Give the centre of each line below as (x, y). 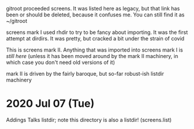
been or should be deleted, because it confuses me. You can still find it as (95, 15)
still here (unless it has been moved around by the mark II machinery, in (92, 56)
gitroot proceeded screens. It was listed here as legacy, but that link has (93, 9)
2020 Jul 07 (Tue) (50, 103)
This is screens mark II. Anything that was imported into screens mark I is (95, 50)
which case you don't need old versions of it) (61, 62)
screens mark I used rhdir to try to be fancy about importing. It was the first (97, 32)
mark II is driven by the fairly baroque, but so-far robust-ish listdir (85, 74)
